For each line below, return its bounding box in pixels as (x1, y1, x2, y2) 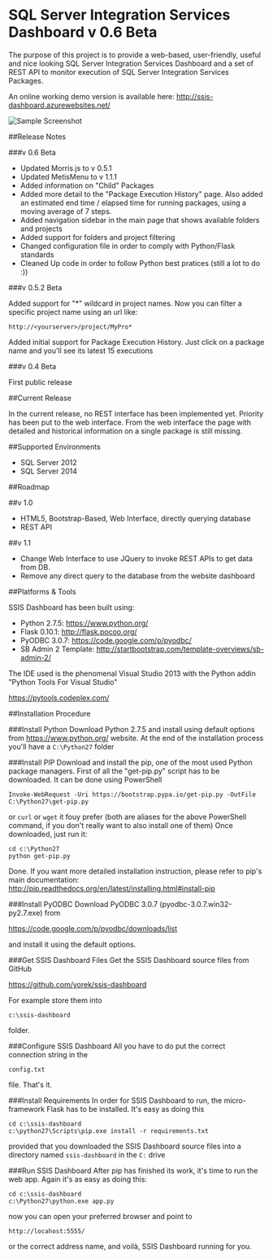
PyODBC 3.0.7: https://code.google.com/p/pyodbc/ (19, 635, 193, 645)
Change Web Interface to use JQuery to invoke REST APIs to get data (19, 553, 253, 563)
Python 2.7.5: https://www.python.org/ (19, 618, 149, 628)
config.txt (8, 1065, 45, 1074)
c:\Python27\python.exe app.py (8, 1197, 115, 1205)
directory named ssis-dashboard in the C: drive (8, 1149, 166, 1160)
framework (8, 1104, 45, 1113)
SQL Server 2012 (19, 457, 77, 467)
